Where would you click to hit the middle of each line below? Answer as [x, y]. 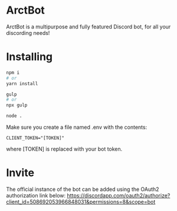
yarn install [22, 83]
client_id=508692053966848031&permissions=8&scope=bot [81, 202]
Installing [29, 57]
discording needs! [28, 33]
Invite [20, 173]
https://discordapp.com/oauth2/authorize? [119, 195]
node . [14, 116]
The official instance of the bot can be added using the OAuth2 [83, 189]
